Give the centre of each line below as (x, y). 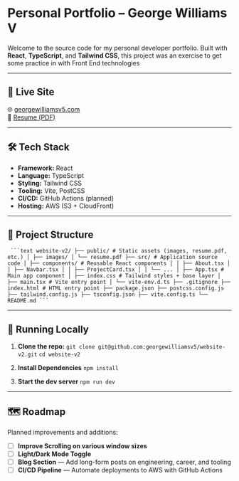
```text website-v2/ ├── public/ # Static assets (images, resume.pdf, (119, 251)
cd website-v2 (59, 355)
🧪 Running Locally (48, 329)
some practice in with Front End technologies (74, 63)
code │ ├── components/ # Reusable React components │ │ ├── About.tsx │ (119, 264)
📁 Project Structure (51, 234)
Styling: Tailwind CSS (50, 183)
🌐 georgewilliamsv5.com (44, 109)
